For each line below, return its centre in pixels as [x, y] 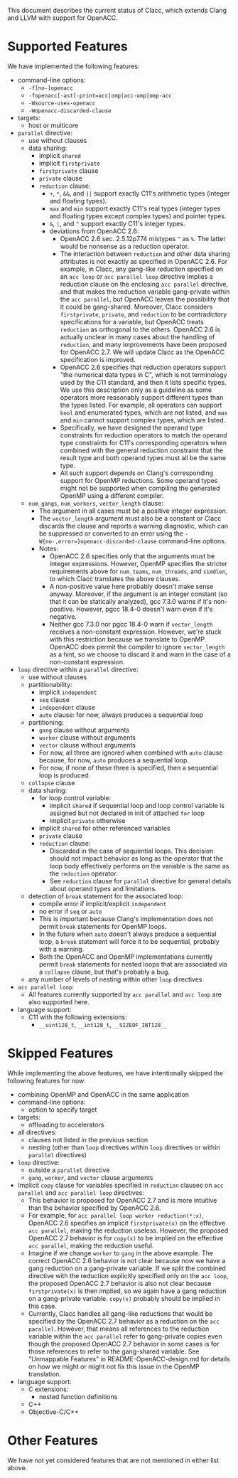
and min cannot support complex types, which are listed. [143, 420]
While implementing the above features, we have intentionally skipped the [115, 1073]
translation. [45, 1374]
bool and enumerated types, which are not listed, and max [144, 413]
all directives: [37, 1132]
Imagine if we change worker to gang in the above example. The [120, 1253]
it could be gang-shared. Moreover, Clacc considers [136, 307]
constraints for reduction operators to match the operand [144, 435]
